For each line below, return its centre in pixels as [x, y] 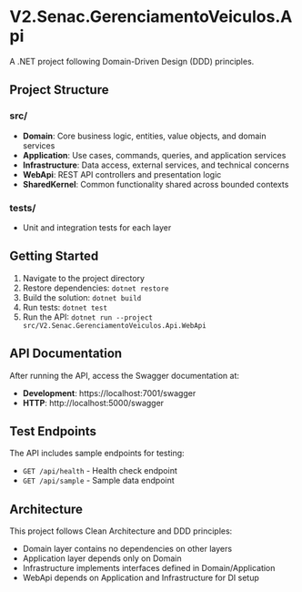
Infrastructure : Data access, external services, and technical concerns [156, 165]
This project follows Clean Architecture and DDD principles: [121, 531]
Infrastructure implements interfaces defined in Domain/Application [149, 568]
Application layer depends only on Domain [102, 558]
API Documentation [66, 354]
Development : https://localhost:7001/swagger [109, 393]
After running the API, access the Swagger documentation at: [124, 375]
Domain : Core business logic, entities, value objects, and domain [144, 136]
